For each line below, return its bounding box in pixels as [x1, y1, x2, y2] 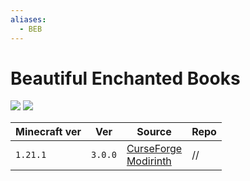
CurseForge [126, 142, 183, 156]
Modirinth [126, 154, 172, 168]
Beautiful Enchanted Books [10, 67, 241, 90]
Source [136, 125, 172, 139]
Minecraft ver [15, 125, 82, 139]
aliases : [10, 14, 47, 25]
